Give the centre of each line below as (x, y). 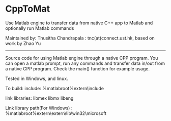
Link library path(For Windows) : (39, 108)
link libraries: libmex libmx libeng (39, 98)
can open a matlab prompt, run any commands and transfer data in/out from (85, 63)
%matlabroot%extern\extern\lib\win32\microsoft (56, 113)
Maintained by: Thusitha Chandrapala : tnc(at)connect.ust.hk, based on (80, 38)
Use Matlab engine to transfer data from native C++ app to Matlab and (79, 23)
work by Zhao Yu (23, 43)
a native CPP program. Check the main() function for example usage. (78, 68)
